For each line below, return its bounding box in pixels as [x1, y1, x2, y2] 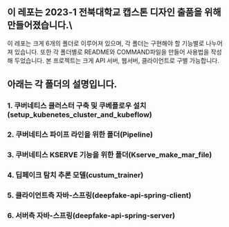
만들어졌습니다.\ [7, 19, 73, 31]
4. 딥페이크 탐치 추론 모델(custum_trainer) [7, 170, 144, 179]
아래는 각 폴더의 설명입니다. [7, 79, 118, 90]
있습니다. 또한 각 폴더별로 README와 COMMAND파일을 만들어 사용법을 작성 [14, 48, 223, 56]
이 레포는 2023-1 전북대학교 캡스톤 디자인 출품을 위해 [7, 6, 221, 19]
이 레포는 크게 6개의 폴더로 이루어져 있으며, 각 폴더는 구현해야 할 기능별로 [7, 39, 205, 47]
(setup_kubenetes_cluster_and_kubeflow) [7, 110, 152, 119]
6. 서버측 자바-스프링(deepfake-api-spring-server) [7, 210, 176, 220]
